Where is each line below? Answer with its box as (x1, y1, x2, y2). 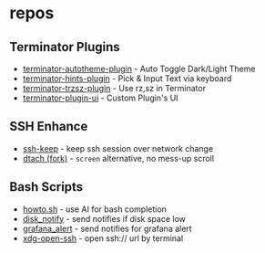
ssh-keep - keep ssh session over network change (22, 142, 214, 153)
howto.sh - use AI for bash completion (22, 204, 167, 215)
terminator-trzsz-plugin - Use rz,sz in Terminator (22, 83, 207, 93)
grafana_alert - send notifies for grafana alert (22, 223, 193, 234)
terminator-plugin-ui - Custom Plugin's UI (22, 92, 179, 103)
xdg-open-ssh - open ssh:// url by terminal (22, 232, 184, 244)
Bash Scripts (9, 179, 84, 195)
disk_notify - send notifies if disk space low (22, 213, 187, 224)
